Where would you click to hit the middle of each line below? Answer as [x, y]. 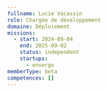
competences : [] [31, 78]
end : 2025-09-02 [44, 46]
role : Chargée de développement [54, 20]
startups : [34, 59]
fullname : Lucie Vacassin [45, 13]
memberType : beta [32, 71]
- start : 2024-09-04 [43, 39]
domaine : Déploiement [39, 26]
